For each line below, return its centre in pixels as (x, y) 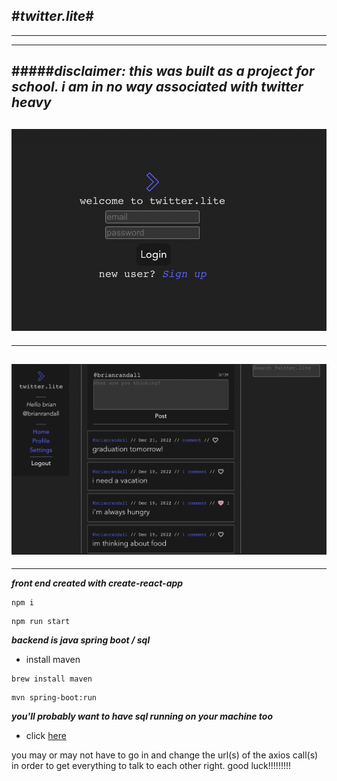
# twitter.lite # (52, 16)
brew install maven (52, 679)
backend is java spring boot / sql (81, 640)
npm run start (41, 621)
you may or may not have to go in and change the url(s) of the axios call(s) (165, 755)
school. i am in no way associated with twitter (157, 87)
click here (46, 735)
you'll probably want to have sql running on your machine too (142, 716)
